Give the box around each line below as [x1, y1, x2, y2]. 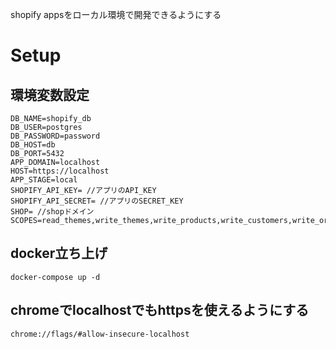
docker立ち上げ [10, 245, 108, 262]
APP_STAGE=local [10, 175, 78, 185]
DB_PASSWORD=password [10, 131, 101, 141]
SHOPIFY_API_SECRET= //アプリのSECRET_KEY [10, 196, 184, 206]
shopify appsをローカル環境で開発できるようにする [10, 9, 222, 20]
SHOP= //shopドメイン [10, 207, 95, 217]
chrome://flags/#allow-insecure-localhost [10, 329, 190, 339]
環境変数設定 [10, 86, 90, 103]
